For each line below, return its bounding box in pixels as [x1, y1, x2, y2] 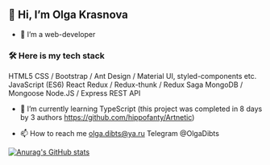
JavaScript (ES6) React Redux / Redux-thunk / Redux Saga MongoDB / [8, 80, 243, 89]
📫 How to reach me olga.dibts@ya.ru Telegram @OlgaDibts [19, 129, 220, 138]
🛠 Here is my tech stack [8, 50, 105, 61]
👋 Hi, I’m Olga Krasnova [8, 8, 129, 22]
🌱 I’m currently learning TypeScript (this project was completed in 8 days [19, 104, 263, 113]
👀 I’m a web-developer [19, 29, 96, 39]
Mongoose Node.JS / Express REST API [8, 89, 141, 98]
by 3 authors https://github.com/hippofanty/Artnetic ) [19, 113, 195, 122]
